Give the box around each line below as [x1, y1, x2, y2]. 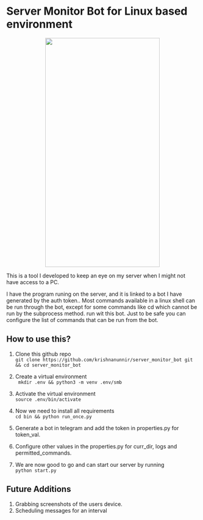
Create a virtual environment [15, 373, 87, 380]
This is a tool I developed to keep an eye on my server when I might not [6, 272, 186, 279]
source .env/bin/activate [15, 396, 81, 403]
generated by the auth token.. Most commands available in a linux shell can [6, 296, 196, 304]
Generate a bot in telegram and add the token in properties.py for [15, 424, 179, 431]
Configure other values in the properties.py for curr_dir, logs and [15, 442, 177, 450]
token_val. [15, 431, 41, 438]
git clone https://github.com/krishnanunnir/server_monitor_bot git [15, 356, 193, 363]
